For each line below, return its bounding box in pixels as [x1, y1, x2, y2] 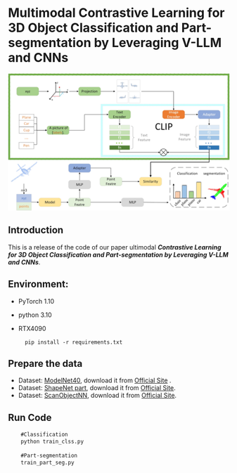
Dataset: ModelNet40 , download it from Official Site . [18, 376, 172, 384]
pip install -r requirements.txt [25, 339, 123, 346]
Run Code [8, 411, 52, 423]
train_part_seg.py [20, 459, 75, 467]
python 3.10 [18, 311, 52, 319]
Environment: [8, 278, 69, 290]
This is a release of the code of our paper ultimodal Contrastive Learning [8, 242, 222, 251]
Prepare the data [8, 358, 83, 370]
